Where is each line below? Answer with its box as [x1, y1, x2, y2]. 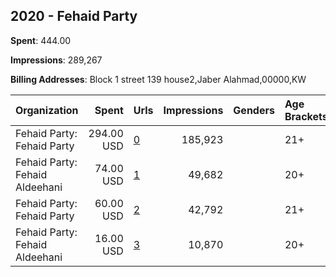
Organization [15, 103, 79, 117]
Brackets [284, 109, 328, 123]
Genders [233, 103, 275, 117]
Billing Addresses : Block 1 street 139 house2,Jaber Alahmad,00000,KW [10, 73, 307, 85]
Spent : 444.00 [10, 34, 72, 46]
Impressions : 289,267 [10, 54, 103, 66]
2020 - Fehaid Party [10, 8, 138, 25]
